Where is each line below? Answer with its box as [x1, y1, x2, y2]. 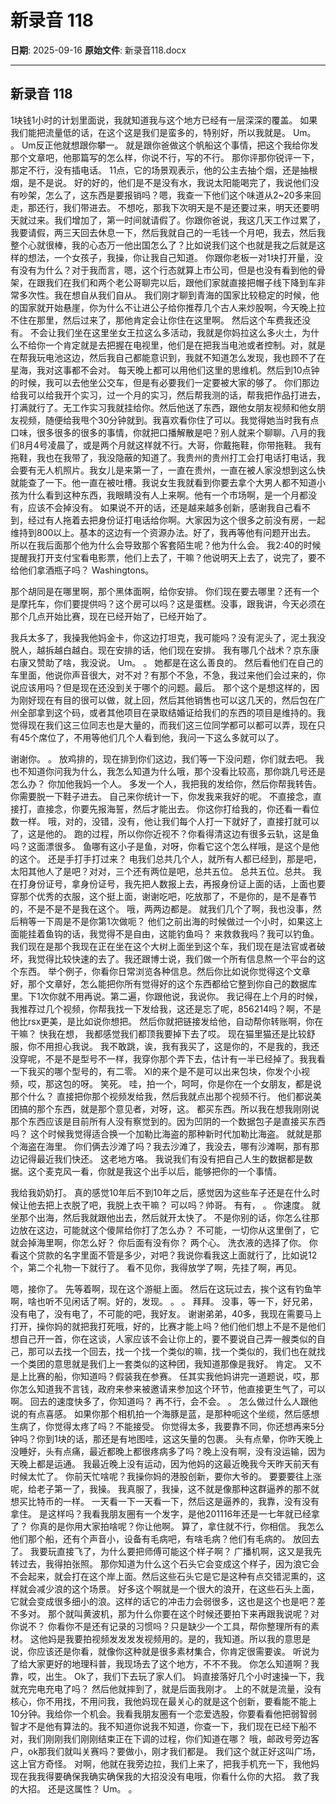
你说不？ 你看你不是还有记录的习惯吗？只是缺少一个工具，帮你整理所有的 [10, 1620, 311, 1632]
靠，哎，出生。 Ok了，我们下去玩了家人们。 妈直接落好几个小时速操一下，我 [10, 1670, 325, 1682]
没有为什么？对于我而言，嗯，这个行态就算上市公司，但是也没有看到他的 [18, 264, 317, 276]
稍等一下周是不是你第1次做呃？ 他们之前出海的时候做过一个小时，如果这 [18, 915, 315, 927]
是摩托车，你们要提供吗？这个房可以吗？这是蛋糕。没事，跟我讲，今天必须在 [10, 597, 326, 610]
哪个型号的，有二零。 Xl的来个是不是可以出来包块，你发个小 [53, 1065, 302, 1077]
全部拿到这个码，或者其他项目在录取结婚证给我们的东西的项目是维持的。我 [18, 706, 326, 718]
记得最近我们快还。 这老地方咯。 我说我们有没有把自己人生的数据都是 [18, 1152, 305, 1165]
